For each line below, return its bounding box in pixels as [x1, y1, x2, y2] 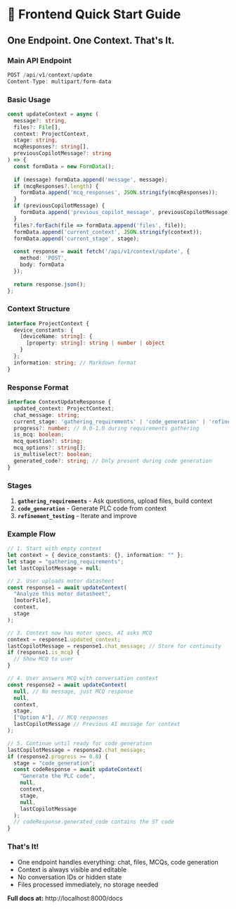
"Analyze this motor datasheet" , [13, 591, 112, 598]
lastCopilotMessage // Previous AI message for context [13, 721, 181, 728]
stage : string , [13, 137, 58, 144]
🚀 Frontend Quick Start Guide [7, 6, 181, 23]
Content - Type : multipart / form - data [7, 77, 112, 85]
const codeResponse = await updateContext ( [13, 766, 143, 773]
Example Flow [7, 529, 56, 539]
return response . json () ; [13, 281, 86, 288]
